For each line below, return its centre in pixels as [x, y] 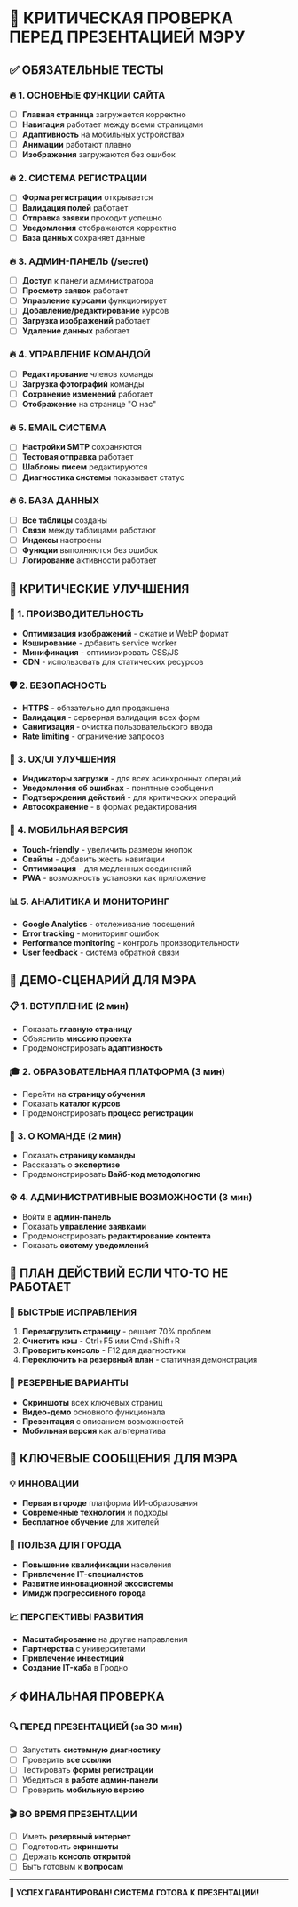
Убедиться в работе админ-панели [90, 1779]
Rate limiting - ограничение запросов [93, 736]
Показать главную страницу [77, 1029]
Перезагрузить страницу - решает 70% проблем [117, 1332]
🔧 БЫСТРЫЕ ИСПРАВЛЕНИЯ [73, 1312]
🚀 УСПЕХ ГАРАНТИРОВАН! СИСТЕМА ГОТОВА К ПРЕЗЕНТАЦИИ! [134, 1893]
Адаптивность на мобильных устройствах [103, 134]
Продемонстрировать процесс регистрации [108, 1113]
